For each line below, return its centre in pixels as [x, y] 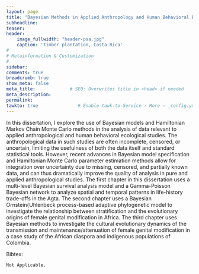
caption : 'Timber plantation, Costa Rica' [70, 45]
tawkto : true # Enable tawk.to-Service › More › [86, 105]
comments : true [25, 73]
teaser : [16, 28]
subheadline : [22, 23]
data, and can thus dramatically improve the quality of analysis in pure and [97, 173]
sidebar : [17, 67]
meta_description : [29, 95]
